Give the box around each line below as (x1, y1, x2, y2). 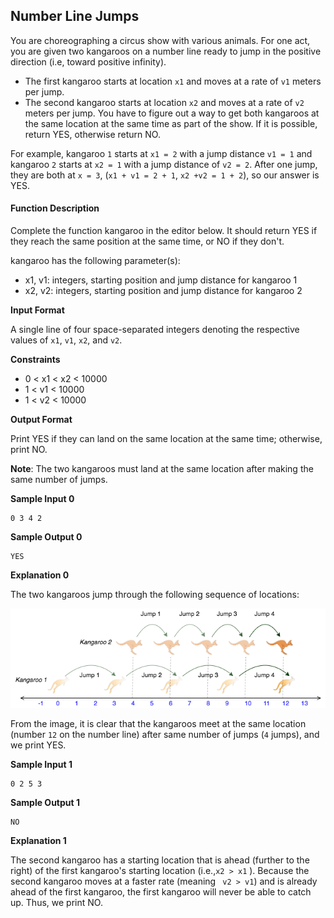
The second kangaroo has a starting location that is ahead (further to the (10, 854, 310, 866)
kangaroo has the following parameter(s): (10, 255, 181, 267)
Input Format (10, 304, 65, 316)
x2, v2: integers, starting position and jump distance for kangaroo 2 (24, 285, 303, 297)
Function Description (10, 202, 100, 214)
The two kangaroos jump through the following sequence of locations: (10, 589, 300, 601)
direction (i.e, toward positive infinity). (10, 55, 167, 68)
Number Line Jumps (10, 8, 140, 25)
